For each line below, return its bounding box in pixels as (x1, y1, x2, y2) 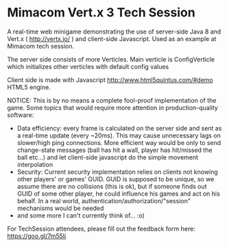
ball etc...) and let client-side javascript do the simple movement (16, 153, 199, 161)
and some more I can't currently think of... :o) (16, 211, 145, 220)
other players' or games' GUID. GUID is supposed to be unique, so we (16, 174, 215, 183)
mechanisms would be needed (16, 204, 104, 212)
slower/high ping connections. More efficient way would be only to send (16, 138, 221, 146)
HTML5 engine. (7, 83, 51, 91)
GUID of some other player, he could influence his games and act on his (16, 190, 221, 198)
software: (7, 111, 34, 119)
